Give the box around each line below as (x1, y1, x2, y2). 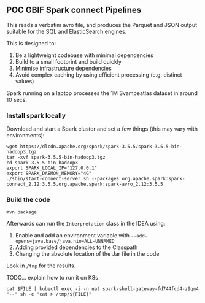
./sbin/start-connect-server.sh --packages (6, 176, 120, 182)
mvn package (6, 209, 37, 215)
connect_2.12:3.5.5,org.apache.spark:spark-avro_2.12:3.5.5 (6, 181, 164, 188)
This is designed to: (6, 39, 56, 47)
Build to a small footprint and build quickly (15, 58, 122, 65)
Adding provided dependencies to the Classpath (15, 244, 138, 251)
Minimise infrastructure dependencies (15, 64, 112, 72)
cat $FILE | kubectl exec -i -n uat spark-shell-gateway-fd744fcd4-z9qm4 (6, 286, 199, 292)
